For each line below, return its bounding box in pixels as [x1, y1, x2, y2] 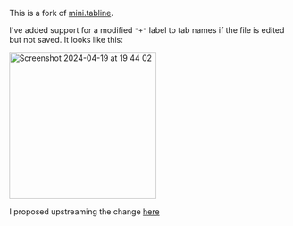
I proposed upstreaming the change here [9, 206, 160, 217]
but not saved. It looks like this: [9, 35, 123, 45]
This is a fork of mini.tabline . [9, 8, 114, 18]
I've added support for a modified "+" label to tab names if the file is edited [9, 25, 285, 35]
